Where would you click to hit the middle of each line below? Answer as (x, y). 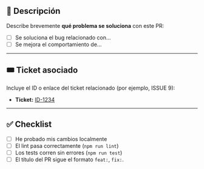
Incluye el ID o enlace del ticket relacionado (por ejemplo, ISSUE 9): (91, 88)
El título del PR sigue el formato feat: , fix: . (70, 159)
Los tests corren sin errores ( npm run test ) (69, 153)
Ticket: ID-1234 (35, 99)
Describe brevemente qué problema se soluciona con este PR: (85, 25)
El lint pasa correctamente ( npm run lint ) (67, 145)
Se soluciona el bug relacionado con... (63, 38)
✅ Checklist (29, 124)
